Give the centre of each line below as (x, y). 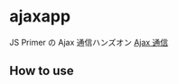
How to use (42, 71)
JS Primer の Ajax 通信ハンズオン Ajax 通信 (89, 42)
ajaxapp (40, 17)
